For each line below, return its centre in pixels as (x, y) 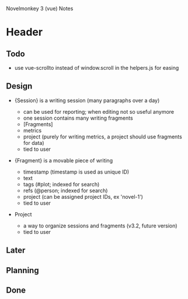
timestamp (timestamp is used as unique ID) (76, 172)
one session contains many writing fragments (78, 118)
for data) (34, 142)
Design (19, 86)
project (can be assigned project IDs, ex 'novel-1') (83, 196)
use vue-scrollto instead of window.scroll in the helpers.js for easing (97, 68)
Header (24, 32)
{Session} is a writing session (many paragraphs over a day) (87, 100)
